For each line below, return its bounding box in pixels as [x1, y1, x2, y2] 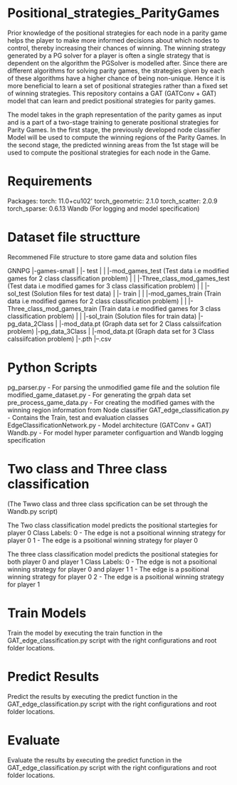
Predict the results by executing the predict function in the [7, 692, 178, 700]
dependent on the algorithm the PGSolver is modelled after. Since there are [7, 58, 228, 67]
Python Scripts [7, 359, 98, 375]
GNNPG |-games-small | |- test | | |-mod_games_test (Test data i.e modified [7, 266, 229, 275]
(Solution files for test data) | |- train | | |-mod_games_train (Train [31, 289, 222, 297]
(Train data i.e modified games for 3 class [98, 304, 221, 312]
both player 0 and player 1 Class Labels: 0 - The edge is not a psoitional [7, 557, 217, 566]
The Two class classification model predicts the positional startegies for [7, 521, 218, 530]
